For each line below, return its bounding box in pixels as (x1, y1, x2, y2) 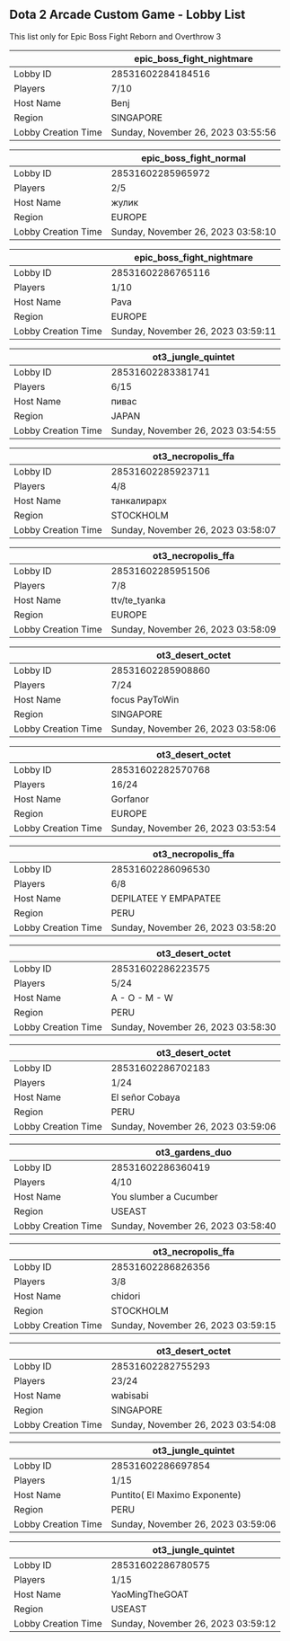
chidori (110, 1290, 141, 1302)
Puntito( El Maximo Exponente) (110, 1488, 242, 1501)
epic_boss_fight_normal (140, 152, 247, 164)
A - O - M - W (110, 991, 173, 1004)
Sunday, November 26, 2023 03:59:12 (110, 1617, 277, 1629)
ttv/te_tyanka (110, 593, 166, 606)
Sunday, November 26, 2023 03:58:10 (110, 225, 277, 237)
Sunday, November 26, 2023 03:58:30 (110, 1020, 277, 1033)
